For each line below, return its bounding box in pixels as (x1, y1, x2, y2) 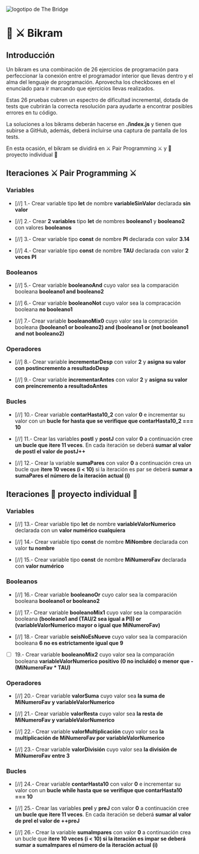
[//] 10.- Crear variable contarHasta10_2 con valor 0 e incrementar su (14, 411, 185, 418)
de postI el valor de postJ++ (14, 448, 86, 455)
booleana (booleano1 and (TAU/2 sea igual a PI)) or (14, 615, 141, 622)
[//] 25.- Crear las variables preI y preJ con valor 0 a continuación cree (14, 805, 189, 812)
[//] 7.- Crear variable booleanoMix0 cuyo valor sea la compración (14, 317, 178, 324)
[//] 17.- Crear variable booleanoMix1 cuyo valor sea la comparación (14, 609, 182, 616)
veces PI (14, 253, 37, 260)
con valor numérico (14, 562, 64, 570)
